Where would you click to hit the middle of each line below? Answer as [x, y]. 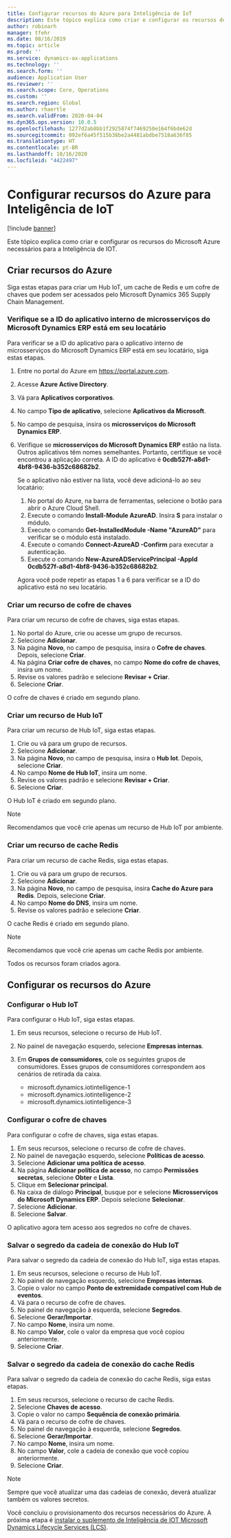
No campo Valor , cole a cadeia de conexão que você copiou [103, 1451]
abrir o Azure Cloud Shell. [64, 508]
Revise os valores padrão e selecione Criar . [79, 910]
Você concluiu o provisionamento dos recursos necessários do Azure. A [109, 1513]
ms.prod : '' [24, 52]
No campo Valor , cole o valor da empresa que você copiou [101, 1332]
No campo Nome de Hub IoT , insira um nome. [82, 773]
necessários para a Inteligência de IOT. [63, 249]
